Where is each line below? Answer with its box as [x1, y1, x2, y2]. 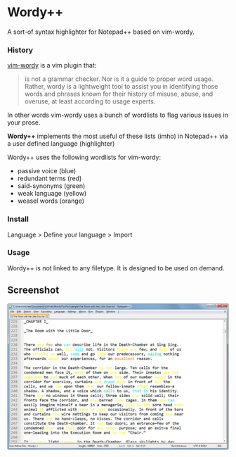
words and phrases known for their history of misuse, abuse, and [24, 89, 214, 99]
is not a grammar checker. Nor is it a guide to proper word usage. [24, 75, 214, 83]
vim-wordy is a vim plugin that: [7, 61, 97, 70]
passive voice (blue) [17, 167, 77, 175]
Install [7, 214, 29, 224]
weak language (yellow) [17, 189, 87, 198]
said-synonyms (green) [17, 182, 86, 190]
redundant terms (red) [17, 174, 82, 183]
